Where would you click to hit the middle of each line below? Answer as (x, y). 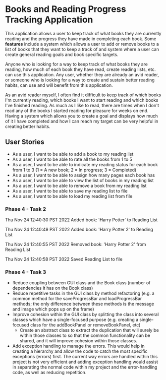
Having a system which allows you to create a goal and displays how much (82, 116)
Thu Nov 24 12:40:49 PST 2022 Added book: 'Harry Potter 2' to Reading (79, 230)
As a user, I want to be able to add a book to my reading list (73, 154)
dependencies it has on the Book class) (53, 288)
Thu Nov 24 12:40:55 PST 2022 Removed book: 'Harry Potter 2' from (76, 245)
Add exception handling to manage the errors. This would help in (78, 346)
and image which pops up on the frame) (53, 309)
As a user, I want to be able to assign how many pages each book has (83, 175)
